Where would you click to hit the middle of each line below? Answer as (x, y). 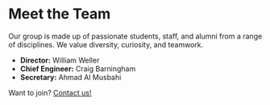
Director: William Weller (60, 60)
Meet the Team (60, 14)
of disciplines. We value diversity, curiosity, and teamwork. (106, 44)
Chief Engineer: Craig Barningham (78, 68)
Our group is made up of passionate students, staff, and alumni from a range (135, 36)
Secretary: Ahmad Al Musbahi (71, 77)
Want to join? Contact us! (50, 92)
